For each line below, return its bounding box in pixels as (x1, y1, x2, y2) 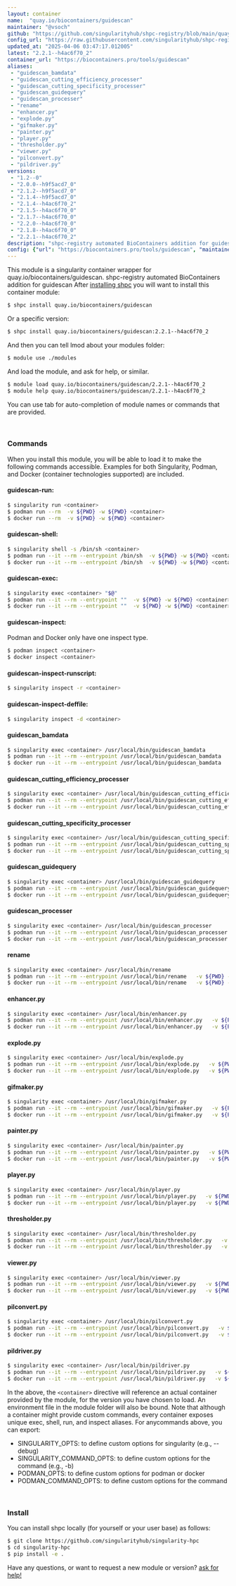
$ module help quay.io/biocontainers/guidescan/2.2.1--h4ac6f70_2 (7, 387, 206, 395)
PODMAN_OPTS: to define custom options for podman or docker (17, 1469, 205, 1477)
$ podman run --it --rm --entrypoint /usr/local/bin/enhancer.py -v (7, 1016, 218, 1024)
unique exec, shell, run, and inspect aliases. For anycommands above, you (7, 1418, 223, 1426)
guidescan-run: (7, 486, 54, 494)
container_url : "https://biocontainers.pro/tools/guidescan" (7, 56, 190, 63)
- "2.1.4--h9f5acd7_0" (10, 194, 77, 201)
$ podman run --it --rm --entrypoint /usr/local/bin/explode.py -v (7, 1061, 216, 1068)
